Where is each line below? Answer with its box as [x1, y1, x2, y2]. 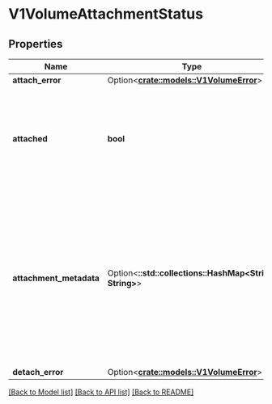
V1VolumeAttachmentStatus [8, 5, 204, 23]
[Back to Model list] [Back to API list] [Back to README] [8, 387, 194, 397]
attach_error [12, 74, 62, 86]
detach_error [12, 367, 64, 377]
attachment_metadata [12, 272, 100, 284]
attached [12, 133, 49, 144]
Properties [8, 37, 63, 51]
